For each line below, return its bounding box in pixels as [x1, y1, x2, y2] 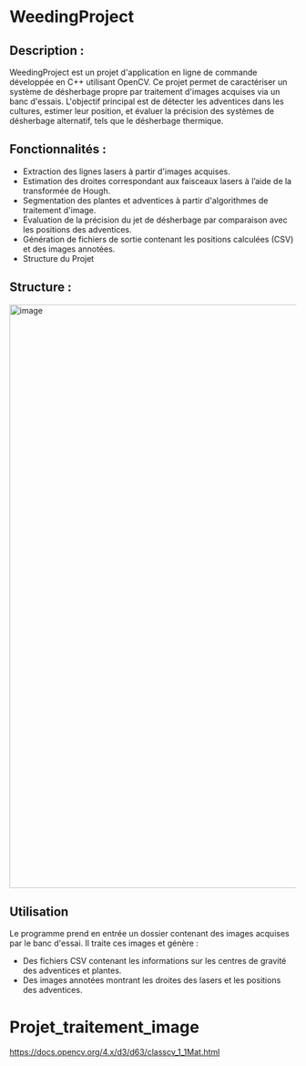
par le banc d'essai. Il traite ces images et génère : [9, 937, 199, 949]
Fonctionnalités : [9, 141, 107, 157]
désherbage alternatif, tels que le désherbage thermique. [9, 116, 224, 126]
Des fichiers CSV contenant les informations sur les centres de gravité [22, 956, 287, 967]
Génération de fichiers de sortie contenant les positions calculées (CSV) [22, 233, 294, 244]
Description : [9, 43, 85, 58]
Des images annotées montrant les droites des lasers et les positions [22, 975, 281, 986]
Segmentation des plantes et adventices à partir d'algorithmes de [22, 194, 269, 206]
